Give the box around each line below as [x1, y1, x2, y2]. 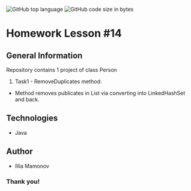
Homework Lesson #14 [6, 27, 122, 40]
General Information [6, 50, 83, 60]
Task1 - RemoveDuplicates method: [14, 78, 102, 85]
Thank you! [6, 177, 40, 186]
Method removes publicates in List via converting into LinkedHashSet [14, 90, 186, 96]
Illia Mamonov [14, 162, 50, 169]
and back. [14, 96, 40, 103]
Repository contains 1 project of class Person [6, 66, 118, 73]
